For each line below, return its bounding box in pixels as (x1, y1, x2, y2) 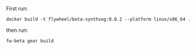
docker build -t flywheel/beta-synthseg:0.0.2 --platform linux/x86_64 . (6, 16, 191, 22)
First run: (6, 5, 28, 12)
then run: (6, 26, 28, 34)
